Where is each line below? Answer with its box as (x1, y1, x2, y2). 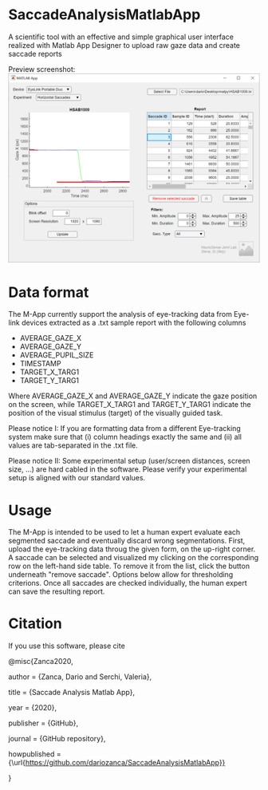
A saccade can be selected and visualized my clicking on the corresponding (8, 553, 259, 563)
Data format (8, 283, 89, 301)
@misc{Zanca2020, (8, 657, 73, 666)
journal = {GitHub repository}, (8, 734, 106, 744)
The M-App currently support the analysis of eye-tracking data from (8, 310, 233, 319)
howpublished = (8, 749, 61, 759)
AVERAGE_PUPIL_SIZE (19, 350, 94, 360)
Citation (8, 614, 62, 633)
